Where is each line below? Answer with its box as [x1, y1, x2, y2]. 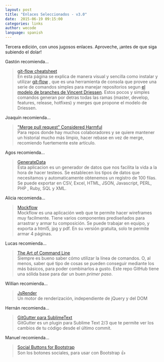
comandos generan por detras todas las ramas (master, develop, [17, 94, 149, 100]
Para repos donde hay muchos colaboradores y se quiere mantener [17, 130, 155, 135]
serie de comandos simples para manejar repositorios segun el [17, 84, 146, 90]
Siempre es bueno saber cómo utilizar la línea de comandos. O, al [17, 255, 151, 261]
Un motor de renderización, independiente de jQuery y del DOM [17, 295, 148, 301]
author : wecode [5, 26, 37, 31]
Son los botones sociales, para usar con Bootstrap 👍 [17, 350, 125, 356]
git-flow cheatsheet [17, 68, 58, 74]
